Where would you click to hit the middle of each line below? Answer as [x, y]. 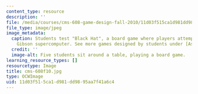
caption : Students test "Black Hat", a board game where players [93, 39]
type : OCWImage [25, 76]
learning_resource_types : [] [42, 60]
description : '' [26, 17]
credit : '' [25, 50]
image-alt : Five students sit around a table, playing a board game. [98, 55]
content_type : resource [35, 11]
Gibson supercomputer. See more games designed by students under [100, 44]
